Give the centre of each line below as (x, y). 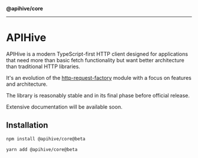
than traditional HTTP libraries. (43, 66)
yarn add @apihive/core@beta (42, 149)
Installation (27, 125)
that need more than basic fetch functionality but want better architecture (95, 60)
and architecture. (27, 84)
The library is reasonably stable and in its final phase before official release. (98, 95)
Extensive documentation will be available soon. (64, 107)
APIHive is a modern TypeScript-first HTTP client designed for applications (97, 54)
